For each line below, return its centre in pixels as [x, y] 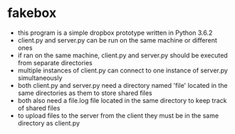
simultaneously [40, 78]
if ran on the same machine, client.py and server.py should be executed [122, 55]
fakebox [32, 13]
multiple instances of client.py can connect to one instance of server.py [122, 70]
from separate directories [55, 62]
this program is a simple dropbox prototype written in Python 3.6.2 [115, 33]
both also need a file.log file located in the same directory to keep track [122, 100]
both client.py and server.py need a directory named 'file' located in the [122, 85]
